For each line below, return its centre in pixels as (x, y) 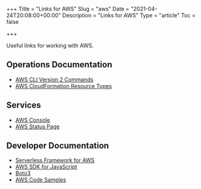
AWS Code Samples (40, 180)
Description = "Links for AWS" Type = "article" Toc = (129, 15)
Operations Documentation (59, 65)
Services (24, 106)
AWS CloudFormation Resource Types (63, 86)
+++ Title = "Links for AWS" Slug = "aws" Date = (68, 9)
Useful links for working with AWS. (50, 46)
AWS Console (32, 120)
